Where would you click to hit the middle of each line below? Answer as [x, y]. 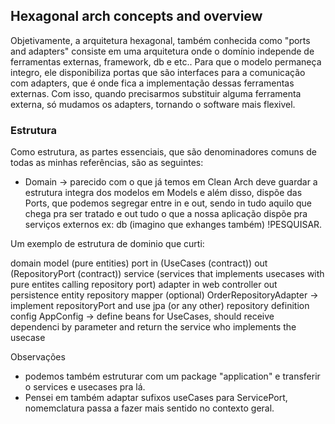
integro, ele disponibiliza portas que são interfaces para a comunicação [158, 72]
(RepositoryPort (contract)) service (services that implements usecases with [167, 274]
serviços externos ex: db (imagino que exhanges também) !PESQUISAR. [173, 225]
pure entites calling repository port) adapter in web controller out [144, 285]
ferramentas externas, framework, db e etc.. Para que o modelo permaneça [166, 61]
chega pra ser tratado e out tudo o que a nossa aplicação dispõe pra [166, 214]
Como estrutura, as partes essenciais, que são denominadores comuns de [163, 152]
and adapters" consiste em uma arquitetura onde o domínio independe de [162, 51]
